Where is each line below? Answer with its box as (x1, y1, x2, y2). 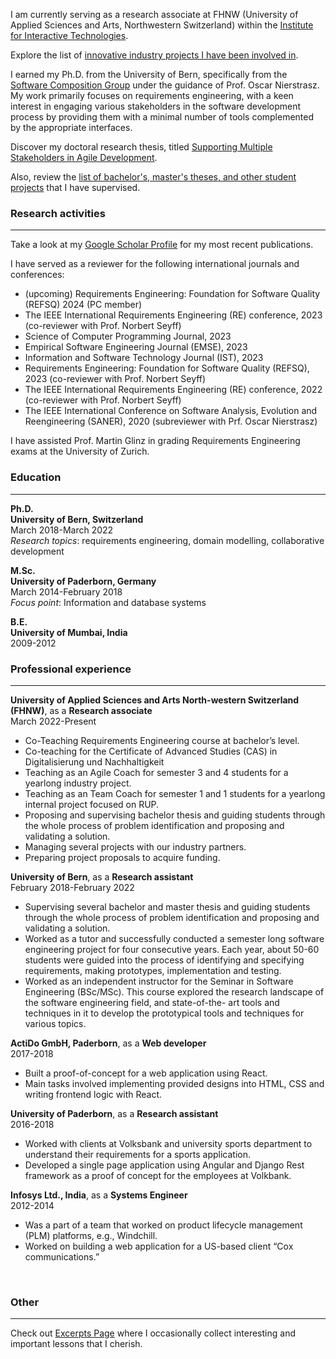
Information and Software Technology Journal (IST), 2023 (24, 352, 264, 364)
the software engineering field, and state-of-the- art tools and (24, 996, 280, 1008)
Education (10, 470, 62, 484)
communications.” (24, 1250, 100, 1263)
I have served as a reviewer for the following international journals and (10, 258, 300, 270)
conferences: (10, 269, 65, 281)
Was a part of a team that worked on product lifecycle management (24, 1219, 303, 1231)
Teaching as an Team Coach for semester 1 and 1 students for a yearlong (24, 787, 326, 799)
